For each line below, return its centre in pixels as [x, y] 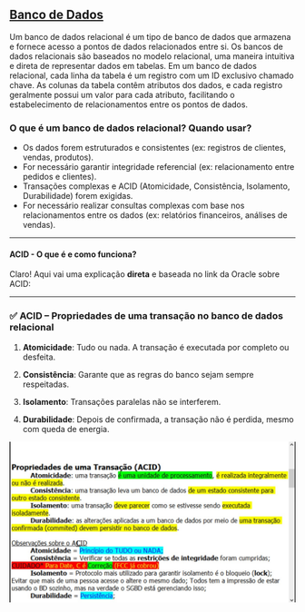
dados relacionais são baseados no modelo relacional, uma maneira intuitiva [152, 56]
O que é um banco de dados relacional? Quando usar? [131, 128]
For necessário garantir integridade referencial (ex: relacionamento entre [158, 167]
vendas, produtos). [58, 157]
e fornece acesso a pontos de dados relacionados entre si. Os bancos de [146, 46]
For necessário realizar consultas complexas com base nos [133, 206]
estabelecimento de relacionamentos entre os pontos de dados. [128, 104]
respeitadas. [46, 384]
